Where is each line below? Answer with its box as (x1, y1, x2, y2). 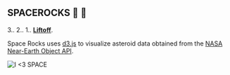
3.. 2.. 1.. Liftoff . (7, 25, 53, 34)
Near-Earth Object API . (7, 46, 74, 55)
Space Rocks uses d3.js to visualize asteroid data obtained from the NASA (7, 39, 223, 48)
